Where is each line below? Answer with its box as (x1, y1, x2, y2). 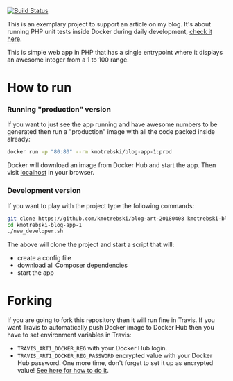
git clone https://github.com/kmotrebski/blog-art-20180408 (7, 215, 185, 222)
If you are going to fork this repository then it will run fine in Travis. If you (7, 316, 215, 324)
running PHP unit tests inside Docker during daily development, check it (7, 28, 213, 35)
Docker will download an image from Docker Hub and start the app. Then (7, 161, 216, 169)
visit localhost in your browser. (7, 169, 95, 177)
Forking (7, 293, 53, 309)
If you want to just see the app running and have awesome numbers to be (7, 120, 218, 128)
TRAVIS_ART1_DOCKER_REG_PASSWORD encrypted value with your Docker (17, 351, 213, 360)
